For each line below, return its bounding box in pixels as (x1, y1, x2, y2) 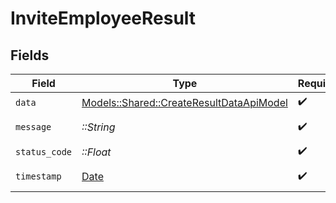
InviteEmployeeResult (10, 7, 197, 30)
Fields (10, 47, 50, 64)
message (15, 122, 52, 132)
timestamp (15, 171, 62, 182)
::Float (81, 145, 112, 159)
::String (81, 120, 116, 134)
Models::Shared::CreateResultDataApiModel (81, 95, 288, 109)
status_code (15, 146, 73, 157)
